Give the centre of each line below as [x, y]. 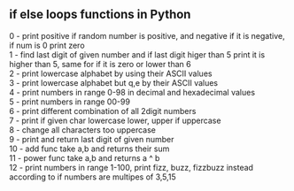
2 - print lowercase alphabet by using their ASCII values [111, 73]
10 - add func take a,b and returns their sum [89, 149]
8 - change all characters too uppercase [83, 130]
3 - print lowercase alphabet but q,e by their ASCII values [114, 82]
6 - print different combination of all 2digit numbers [103, 111]
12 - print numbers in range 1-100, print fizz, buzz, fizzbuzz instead [132, 167]
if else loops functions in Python [100, 15]
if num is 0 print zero [47, 45]
